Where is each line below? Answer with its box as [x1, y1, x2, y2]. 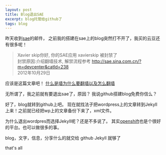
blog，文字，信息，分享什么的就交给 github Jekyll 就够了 [5, 135, 121, 141]
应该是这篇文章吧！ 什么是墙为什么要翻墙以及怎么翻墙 [5, 80, 115, 86]
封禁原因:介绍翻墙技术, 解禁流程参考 [17, 58, 91, 65]
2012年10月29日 [17, 70, 51, 76]
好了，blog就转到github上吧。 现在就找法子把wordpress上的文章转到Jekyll [5, 101, 158, 107]
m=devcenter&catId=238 [17, 64, 69, 70]
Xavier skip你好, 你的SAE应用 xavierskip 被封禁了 [17, 52, 117, 58]
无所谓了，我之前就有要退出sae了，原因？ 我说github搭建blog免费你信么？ [5, 91, 157, 97]
